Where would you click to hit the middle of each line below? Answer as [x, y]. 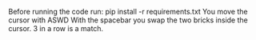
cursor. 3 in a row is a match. [56, 28]
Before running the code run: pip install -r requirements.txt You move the [128, 12]
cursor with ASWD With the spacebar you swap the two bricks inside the [128, 20]
